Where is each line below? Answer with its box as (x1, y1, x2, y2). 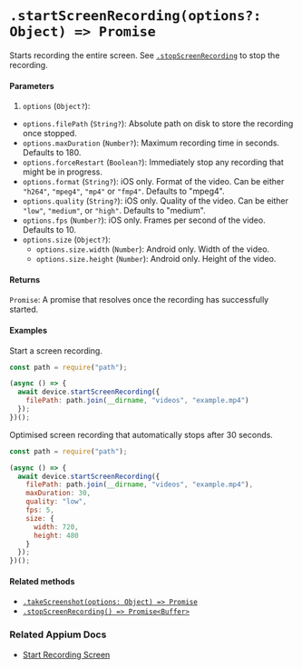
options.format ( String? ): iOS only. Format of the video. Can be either (22, 176, 285, 187)
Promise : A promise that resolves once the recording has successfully (9, 295, 269, 305)
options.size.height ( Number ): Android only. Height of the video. (35, 254, 277, 265)
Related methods (9, 575, 75, 586)
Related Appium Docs (9, 628, 107, 641)
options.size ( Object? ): (22, 235, 112, 245)
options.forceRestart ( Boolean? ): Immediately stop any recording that (22, 157, 284, 168)
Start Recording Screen (22, 649, 111, 660)
